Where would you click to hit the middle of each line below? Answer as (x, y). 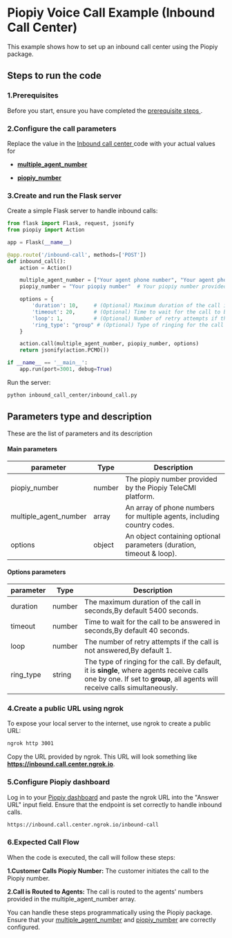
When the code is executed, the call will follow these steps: (91, 857)
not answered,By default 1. (128, 651)
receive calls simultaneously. (131, 688)
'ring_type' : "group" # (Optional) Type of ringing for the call (128, 325)
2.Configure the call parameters (62, 128)
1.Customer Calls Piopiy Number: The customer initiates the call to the (108, 871)
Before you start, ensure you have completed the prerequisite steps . (105, 110)
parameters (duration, (161, 545)
